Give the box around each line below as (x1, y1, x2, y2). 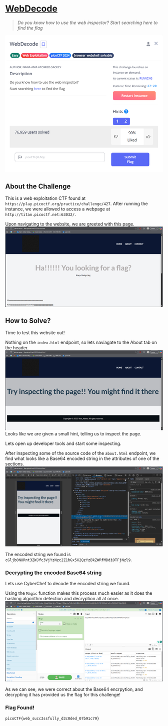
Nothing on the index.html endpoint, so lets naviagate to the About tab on (5, 339, 157, 346)
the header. (5, 345, 29, 351)
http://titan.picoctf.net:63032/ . (5, 211, 76, 217)
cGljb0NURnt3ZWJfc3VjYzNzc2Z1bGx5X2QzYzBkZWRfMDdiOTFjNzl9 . (5, 557, 132, 563)
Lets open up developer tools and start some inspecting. (5, 440, 121, 446)
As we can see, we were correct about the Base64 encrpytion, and (5, 686, 143, 692)
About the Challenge (5, 182, 71, 190)
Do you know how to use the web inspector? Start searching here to (17, 20, 158, 26)
